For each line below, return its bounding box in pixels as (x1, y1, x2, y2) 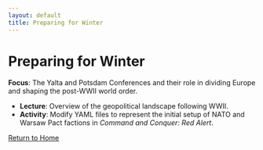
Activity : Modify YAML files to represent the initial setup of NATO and (19, 110, 245, 120)
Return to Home (8, 134, 60, 143)
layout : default (8, 11, 61, 20)
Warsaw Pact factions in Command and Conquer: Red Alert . (19, 118, 214, 127)
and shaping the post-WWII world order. (8, 87, 138, 96)
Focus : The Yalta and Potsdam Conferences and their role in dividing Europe (8, 78, 256, 87)
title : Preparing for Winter (8, 19, 104, 27)
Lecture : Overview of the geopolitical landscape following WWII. (19, 102, 229, 111)
